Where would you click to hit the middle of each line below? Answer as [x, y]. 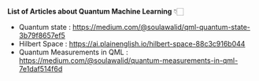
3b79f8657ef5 [42, 35]
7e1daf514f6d [41, 69]
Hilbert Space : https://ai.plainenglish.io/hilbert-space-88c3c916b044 [132, 44]
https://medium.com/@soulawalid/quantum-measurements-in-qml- [128, 61]
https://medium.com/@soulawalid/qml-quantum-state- [162, 27]
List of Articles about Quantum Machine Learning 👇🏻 [96, 11]
